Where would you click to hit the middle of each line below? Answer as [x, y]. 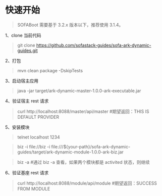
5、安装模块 [17, 127]
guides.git [27, 50]
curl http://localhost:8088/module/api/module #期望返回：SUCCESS [87, 183]
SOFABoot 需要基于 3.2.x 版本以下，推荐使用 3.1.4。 [70, 25]
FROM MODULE [34, 189]
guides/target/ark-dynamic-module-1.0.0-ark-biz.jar [70, 152]
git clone [26, 45]
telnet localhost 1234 [39, 137]
